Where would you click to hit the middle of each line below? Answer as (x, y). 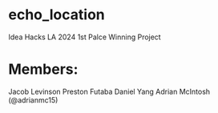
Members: (43, 69)
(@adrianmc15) (33, 100)
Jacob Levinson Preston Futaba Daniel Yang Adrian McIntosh (109, 91)
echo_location (57, 15)
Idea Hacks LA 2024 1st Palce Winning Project (85, 37)
